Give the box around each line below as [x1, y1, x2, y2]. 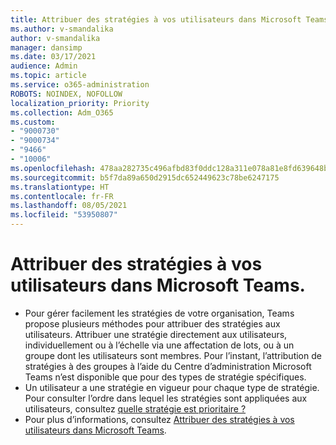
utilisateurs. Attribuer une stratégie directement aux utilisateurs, [24, 328, 288, 340]
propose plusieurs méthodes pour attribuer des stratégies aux [24, 317, 281, 330]
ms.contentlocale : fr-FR [10, 191, 114, 201]
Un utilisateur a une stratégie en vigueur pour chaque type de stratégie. [24, 381, 320, 393]
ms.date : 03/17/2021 [10, 52, 97, 62]
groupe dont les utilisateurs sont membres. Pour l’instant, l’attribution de [24, 349, 322, 361]
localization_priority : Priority [10, 98, 150, 108]
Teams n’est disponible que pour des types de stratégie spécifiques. [24, 371, 307, 383]
